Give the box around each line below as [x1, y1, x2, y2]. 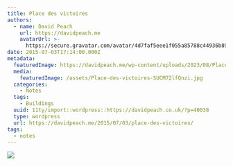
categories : [13, 81, 49, 88]
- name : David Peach [13, 23, 73, 30]
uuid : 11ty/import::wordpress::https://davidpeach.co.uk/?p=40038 [13, 107, 209, 113]
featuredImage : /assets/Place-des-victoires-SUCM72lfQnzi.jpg [19, 74, 203, 82]
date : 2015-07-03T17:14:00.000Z [7, 49, 101, 56]
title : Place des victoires [7, 10, 89, 17]
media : [13, 68, 33, 75]
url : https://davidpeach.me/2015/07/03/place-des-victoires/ [13, 119, 194, 127]
